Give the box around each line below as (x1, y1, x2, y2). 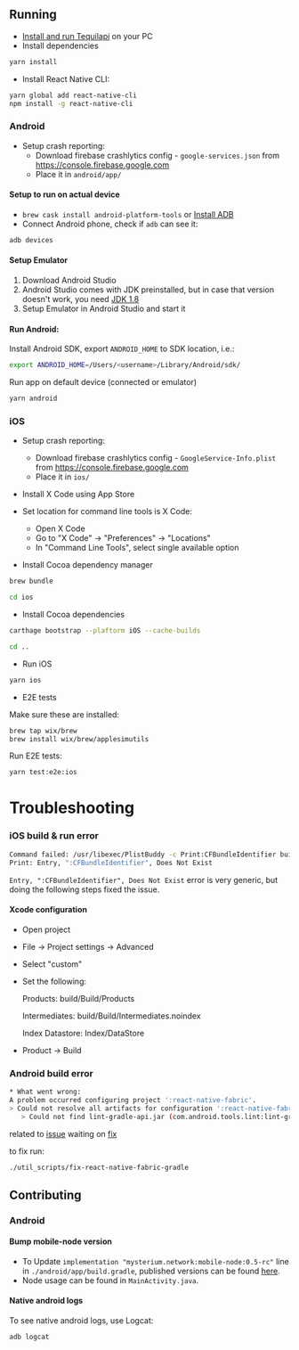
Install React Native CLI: (21, 73, 109, 84)
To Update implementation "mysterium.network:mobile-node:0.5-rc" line (21, 1256, 289, 1266)
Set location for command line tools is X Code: (21, 506, 193, 517)
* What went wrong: (9, 1087, 82, 1096)
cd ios (9, 593, 34, 602)
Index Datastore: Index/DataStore (21, 1027, 145, 1038)
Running (9, 7, 58, 22)
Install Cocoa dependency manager (21, 560, 153, 570)
